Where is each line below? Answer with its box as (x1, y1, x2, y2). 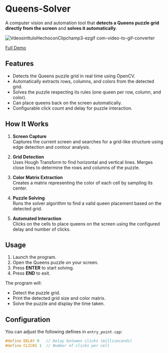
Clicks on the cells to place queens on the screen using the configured (12, 220, 160, 227)
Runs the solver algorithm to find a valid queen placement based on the (12, 200, 162, 206)
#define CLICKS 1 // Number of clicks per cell (5, 343, 110, 348)
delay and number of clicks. (12, 226, 71, 232)
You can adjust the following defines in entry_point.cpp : (5, 329, 123, 335)
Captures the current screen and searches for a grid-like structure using (12, 139, 163, 145)
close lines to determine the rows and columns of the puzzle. (12, 164, 140, 170)
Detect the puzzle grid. (12, 290, 61, 296)
